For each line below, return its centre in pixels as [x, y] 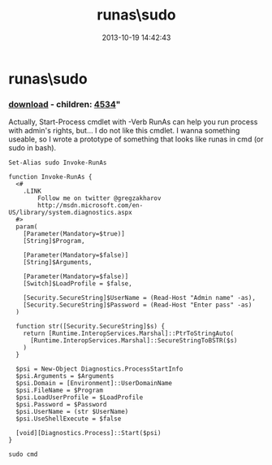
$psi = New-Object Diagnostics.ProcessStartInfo [99, 369]
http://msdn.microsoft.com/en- [91, 206]
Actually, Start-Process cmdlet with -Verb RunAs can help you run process [133, 122]
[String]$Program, [54, 241]
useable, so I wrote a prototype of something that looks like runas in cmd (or [136, 139]
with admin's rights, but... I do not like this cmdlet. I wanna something [124, 131]
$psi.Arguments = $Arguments [65, 376]
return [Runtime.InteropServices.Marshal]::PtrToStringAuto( [128, 334]
